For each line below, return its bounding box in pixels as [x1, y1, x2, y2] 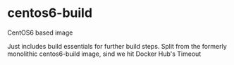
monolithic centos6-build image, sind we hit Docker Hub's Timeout [7, 49, 202, 58]
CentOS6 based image [7, 28, 73, 37]
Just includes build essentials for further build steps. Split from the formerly [7, 42, 227, 50]
